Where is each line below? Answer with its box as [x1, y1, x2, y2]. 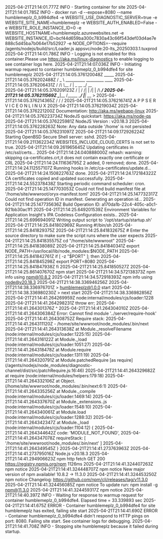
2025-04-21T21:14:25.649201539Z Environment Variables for [33, 207, 157, 212]
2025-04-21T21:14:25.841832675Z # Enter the [55, 227, 148, 233]
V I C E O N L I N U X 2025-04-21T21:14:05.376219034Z [5, 103, 117, 108]
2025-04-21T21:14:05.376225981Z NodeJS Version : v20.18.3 [5, 118, 128, 124]
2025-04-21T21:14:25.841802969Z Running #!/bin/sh [5, 222, 112, 228]
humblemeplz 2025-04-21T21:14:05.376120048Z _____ [5, 72, 114, 77]
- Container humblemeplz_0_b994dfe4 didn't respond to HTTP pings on [5, 513, 149, 518]
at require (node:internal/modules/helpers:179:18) [5, 373, 104, 378]
